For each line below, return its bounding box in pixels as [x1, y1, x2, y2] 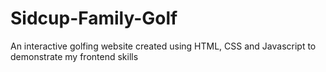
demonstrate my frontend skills [10, 50, 139, 62]
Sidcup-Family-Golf [10, 7, 178, 30]
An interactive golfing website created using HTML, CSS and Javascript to [10, 40, 317, 52]
